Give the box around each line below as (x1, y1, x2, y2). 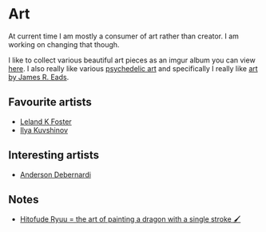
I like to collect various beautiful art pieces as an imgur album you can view (8, 55, 256, 65)
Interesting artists (8, 149, 100, 162)
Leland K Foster (19, 117, 72, 126)
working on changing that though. (8, 39, 120, 49)
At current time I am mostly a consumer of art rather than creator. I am (8, 31, 240, 41)
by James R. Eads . (8, 72, 69, 82)
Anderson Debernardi (19, 170, 92, 179)
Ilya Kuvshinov (19, 125, 69, 134)
